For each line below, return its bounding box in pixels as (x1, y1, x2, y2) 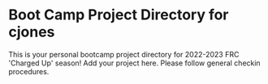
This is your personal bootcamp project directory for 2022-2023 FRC (8, 49, 240, 59)
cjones (8, 23, 55, 41)
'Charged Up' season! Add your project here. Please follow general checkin (8, 58, 262, 68)
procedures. (8, 66, 50, 76)
